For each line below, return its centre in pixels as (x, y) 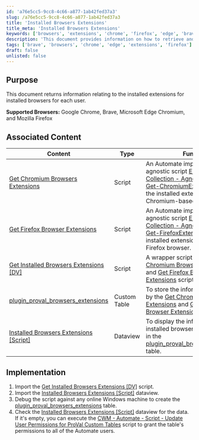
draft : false (22, 51)
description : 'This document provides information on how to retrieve (95, 39)
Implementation (36, 372)
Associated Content (44, 137)
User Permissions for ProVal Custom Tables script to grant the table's (99, 425)
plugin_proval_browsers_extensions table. (66, 406)
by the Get (160, 297)
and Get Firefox (167, 272)
